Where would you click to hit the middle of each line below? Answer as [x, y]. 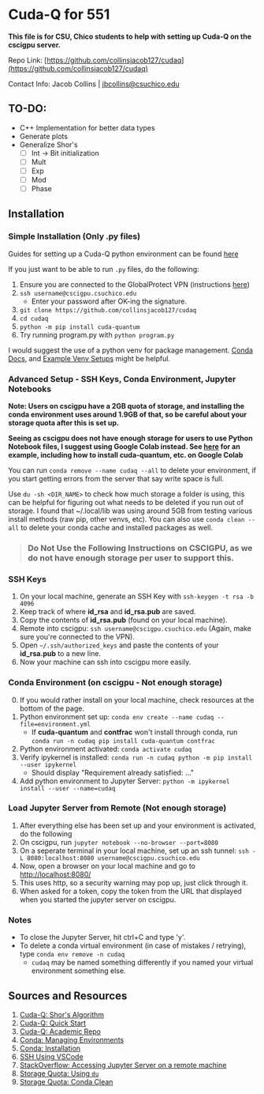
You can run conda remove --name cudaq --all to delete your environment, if [132, 470]
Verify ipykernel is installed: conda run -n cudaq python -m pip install [136, 757]
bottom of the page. [52, 708]
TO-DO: [28, 109]
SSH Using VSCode [52, 1056]
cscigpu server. [34, 44]
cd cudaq [34, 319]
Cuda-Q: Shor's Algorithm [62, 1014]
